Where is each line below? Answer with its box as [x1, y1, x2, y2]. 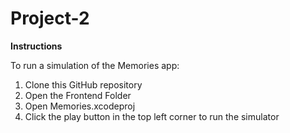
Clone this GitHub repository [24, 78, 143, 91]
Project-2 [10, 7, 90, 30]
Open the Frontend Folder [24, 89, 132, 101]
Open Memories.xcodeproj [24, 100, 136, 112]
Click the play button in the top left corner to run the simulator [24, 110, 280, 122]
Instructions [10, 40, 63, 52]
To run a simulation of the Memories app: [10, 59, 180, 71]
